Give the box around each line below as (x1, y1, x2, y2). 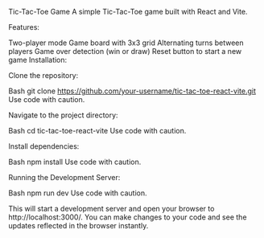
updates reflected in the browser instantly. (8, 221, 149, 230)
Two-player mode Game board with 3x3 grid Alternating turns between (8, 38, 244, 47)
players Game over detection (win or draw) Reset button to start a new (8, 47, 242, 55)
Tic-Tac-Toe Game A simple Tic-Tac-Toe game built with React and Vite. (8, 7, 248, 16)
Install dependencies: (8, 142, 80, 151)
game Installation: (8, 55, 68, 64)
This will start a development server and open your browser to (8, 204, 215, 213)
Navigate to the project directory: (8, 110, 118, 120)
